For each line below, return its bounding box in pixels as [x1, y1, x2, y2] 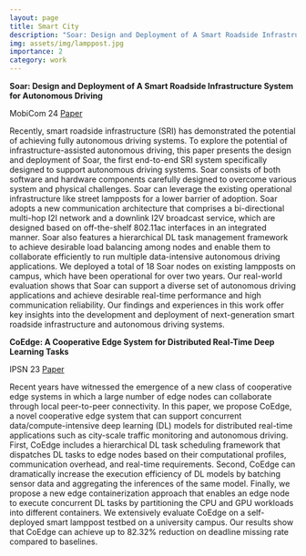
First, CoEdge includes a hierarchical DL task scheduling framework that [9, 440, 280, 450]
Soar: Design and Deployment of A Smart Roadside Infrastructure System [9, 81, 294, 91]
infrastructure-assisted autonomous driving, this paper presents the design [9, 145, 291, 156]
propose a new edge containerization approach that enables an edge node [9, 488, 290, 499]
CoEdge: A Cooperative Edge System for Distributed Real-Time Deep [9, 337, 275, 347]
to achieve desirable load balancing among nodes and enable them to [9, 242, 271, 252]
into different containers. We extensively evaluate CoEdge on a [9, 507, 246, 518]
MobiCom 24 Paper [9, 108, 83, 118]
